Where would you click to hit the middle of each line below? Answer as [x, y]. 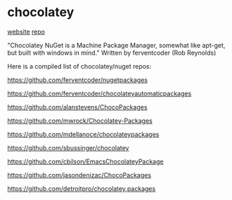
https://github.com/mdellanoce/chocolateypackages [83, 134]
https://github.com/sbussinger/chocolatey [68, 147]
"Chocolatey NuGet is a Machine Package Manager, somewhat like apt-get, [116, 45]
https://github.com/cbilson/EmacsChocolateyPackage [85, 161]
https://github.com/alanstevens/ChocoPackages [77, 107]
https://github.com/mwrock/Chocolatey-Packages [80, 121]
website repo [26, 32]
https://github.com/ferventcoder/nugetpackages [77, 80]
